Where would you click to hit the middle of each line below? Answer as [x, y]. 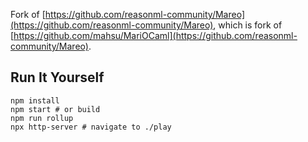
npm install [35, 100]
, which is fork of [248, 25]
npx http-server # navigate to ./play [91, 127]
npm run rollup [42, 118]
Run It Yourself [57, 77]
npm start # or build [55, 109]
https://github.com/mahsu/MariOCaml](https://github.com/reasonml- [155, 35]
